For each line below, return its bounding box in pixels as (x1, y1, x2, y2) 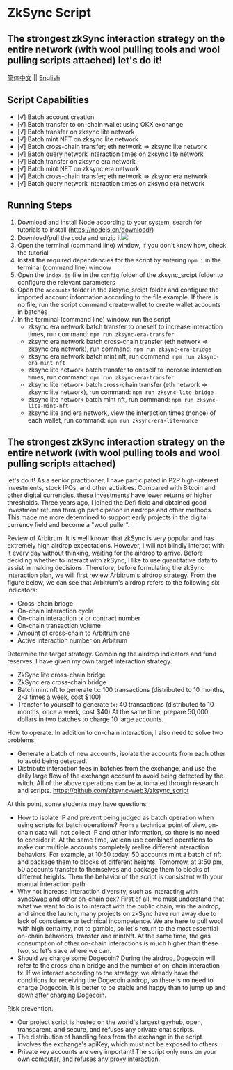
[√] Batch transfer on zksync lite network (17, 127, 135, 136)
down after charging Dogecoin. (17, 991, 106, 1000)
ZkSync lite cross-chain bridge (17, 670, 106, 679)
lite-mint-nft (27, 402, 69, 409)
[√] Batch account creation (17, 113, 95, 121)
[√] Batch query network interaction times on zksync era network (17, 179, 205, 187)
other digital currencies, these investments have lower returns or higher (7, 491, 213, 499)
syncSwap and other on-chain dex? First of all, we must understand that (17, 895, 225, 903)
